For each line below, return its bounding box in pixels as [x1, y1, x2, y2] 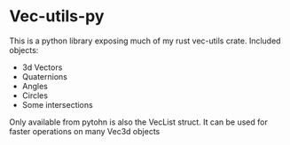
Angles [21, 80, 49, 91]
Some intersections [21, 99, 93, 110]
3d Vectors [21, 62, 63, 72]
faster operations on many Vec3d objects [9, 126, 161, 136]
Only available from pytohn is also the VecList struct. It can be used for [9, 117, 268, 127]
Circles [21, 90, 49, 101]
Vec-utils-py [9, 6, 105, 27]
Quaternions [21, 71, 68, 81]
